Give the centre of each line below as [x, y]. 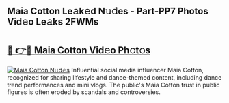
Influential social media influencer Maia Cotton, [137, 70]
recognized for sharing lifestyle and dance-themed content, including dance [114, 77]
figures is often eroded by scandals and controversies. [84, 92]
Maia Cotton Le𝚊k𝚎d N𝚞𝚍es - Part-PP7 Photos [108, 11]
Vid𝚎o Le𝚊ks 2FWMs [53, 22]
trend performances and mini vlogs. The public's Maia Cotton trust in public [113, 85]
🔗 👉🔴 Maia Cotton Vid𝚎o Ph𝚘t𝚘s [79, 50]
